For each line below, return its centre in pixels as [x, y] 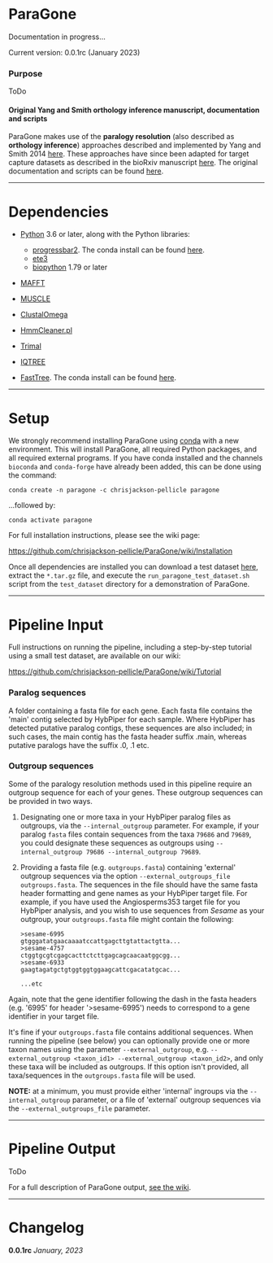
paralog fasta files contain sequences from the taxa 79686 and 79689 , [136, 834]
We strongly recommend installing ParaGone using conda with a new [124, 441]
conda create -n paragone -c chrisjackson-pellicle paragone [114, 490]
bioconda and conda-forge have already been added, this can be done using [135, 467]
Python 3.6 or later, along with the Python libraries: [105, 234]
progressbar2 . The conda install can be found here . [119, 250]
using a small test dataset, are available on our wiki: [95, 656]
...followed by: [32, 505]
